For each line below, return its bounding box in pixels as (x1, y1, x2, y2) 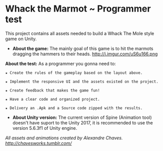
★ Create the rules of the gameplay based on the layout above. (5, 70, 143, 75)
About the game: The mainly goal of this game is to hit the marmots (12, 45, 153, 51)
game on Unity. (5, 36, 37, 42)
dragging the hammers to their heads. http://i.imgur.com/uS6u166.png (12, 51, 158, 57)
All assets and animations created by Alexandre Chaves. (5, 134, 123, 141)
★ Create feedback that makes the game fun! (5, 88, 100, 93)
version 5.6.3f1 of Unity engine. (12, 125, 77, 131)
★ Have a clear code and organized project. (5, 97, 100, 102)
